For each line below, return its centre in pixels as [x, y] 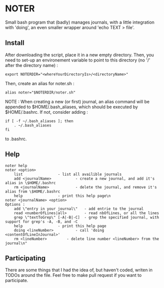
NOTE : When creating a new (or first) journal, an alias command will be [77, 101]
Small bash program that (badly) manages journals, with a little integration [80, 22]
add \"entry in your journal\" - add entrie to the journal [79, 209]
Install [15, 43]
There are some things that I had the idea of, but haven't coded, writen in [79, 270]
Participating [25, 258]
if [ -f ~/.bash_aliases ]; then [39, 121]
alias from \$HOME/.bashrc [33, 192]
